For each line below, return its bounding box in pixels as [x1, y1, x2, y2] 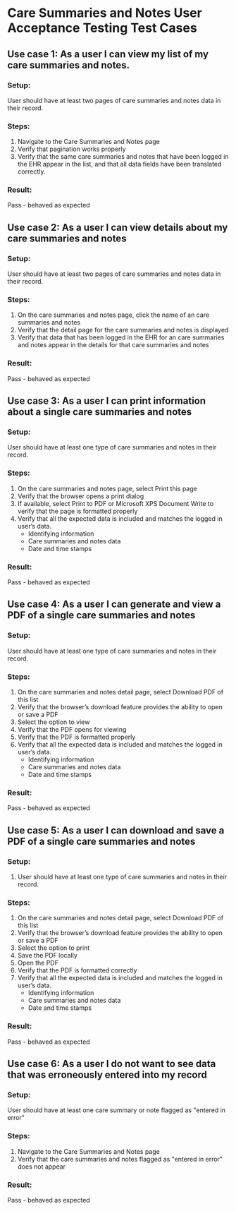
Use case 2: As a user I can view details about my [7, 221, 228, 234]
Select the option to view [17, 718, 90, 726]
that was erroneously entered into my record [7, 1068, 208, 1080]
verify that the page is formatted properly [17, 507, 138, 515]
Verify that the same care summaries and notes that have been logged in [17, 152, 229, 161]
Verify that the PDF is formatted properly [17, 733, 136, 742]
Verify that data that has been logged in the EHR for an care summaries [17, 333, 225, 342]
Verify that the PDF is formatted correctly [17, 966, 137, 975]
